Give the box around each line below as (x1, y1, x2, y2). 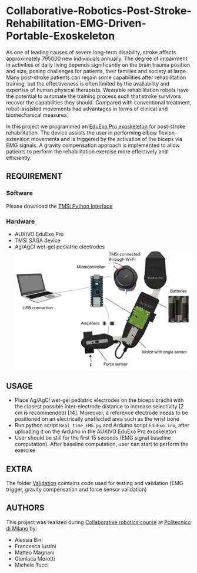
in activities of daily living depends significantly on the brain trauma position (6, 61, 191, 68)
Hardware (6, 217, 35, 225)
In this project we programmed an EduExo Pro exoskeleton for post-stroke (6, 123, 186, 130)
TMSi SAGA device (14, 237, 61, 244)
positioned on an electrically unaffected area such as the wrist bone (14, 415, 179, 423)
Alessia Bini (14, 536, 43, 543)
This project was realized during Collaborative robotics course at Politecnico (6, 518, 191, 526)
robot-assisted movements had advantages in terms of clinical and (6, 105, 168, 112)
